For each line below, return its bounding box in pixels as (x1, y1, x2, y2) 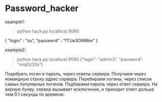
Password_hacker (5, 3, 79, 14)
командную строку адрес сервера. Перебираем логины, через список (5, 76, 152, 82)
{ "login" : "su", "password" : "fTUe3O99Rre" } (5, 37, 98, 44)
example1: (5, 19, 25, 25)
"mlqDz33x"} (16, 61, 44, 67)
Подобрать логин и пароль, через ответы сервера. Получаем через (5, 71, 146, 76)
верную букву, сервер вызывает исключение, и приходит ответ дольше (5, 86, 155, 92)
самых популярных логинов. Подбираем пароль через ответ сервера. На (5, 81, 158, 87)
